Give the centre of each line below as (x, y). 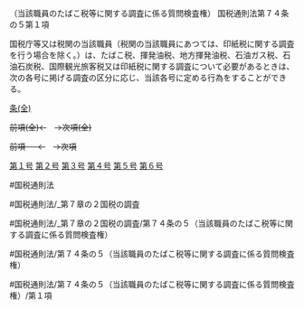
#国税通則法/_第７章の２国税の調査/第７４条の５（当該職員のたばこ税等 (143, 223)
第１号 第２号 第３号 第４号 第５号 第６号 (86, 166)
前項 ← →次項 (43, 146)
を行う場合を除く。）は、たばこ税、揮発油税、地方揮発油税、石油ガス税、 (146, 55)
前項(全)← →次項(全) (51, 127)
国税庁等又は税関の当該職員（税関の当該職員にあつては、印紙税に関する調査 (152, 44)
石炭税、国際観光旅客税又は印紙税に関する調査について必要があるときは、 (156, 66)
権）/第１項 (31, 295)
